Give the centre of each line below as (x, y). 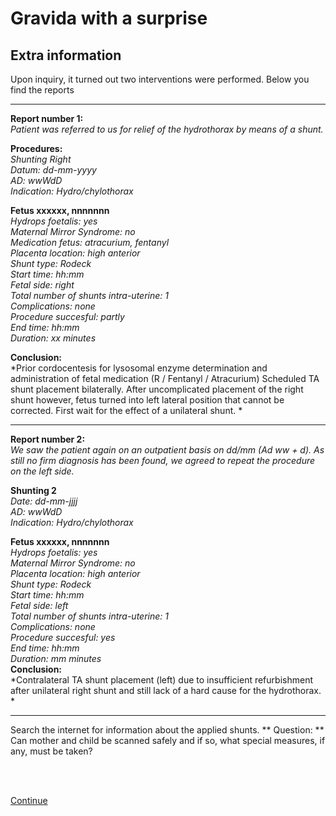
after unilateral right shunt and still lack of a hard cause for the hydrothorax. (166, 690)
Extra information (66, 55)
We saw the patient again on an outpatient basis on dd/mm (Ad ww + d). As (167, 450)
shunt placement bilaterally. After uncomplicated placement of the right (157, 389)
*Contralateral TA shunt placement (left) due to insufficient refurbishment (161, 680)
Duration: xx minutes (53, 338)
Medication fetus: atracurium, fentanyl (90, 242)
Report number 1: (47, 118)
